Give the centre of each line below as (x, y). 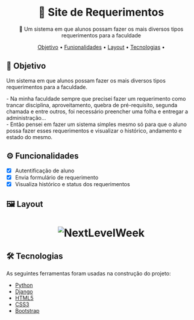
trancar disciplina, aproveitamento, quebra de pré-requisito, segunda (92, 105)
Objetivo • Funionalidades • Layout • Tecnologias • (101, 47)
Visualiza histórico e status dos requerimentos (73, 184)
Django (24, 292)
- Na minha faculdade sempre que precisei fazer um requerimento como (96, 98)
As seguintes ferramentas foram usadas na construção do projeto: (89, 274)
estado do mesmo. (30, 137)
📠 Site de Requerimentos (101, 12)
